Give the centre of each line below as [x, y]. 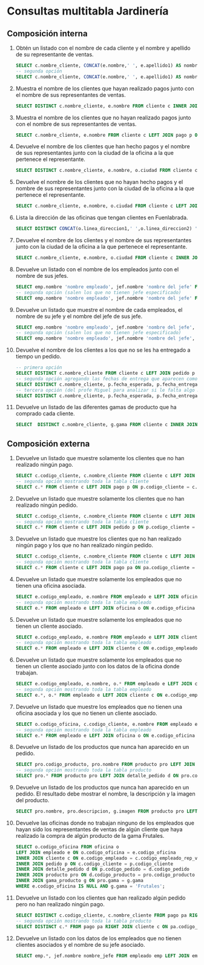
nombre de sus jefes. [42, 275]
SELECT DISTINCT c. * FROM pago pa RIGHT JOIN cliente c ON [92, 927]
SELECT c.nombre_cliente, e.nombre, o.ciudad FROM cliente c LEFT [101, 206]
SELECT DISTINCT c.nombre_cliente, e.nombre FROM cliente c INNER [101, 106]
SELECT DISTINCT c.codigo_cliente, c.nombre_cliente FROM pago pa [101, 915]
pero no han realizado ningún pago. [60, 904]
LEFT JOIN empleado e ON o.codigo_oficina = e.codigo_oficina [96, 852]
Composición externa [48, 443]
